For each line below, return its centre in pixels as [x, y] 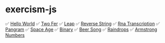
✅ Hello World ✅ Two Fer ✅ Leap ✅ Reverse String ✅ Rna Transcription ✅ [83, 24]
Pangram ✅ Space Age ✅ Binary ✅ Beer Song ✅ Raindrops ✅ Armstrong [81, 29]
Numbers [15, 35]
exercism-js [31, 9]
